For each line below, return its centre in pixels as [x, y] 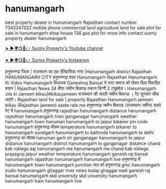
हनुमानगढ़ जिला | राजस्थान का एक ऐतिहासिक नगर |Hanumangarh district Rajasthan [79, 71]
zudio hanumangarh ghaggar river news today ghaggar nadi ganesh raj [78, 170]
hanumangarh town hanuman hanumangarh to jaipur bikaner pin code [76, 121]
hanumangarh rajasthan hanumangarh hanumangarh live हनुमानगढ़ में [73, 159]
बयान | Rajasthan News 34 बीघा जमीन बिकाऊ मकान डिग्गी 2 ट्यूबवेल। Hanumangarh [81, 88]
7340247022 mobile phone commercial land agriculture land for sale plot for [83, 27]
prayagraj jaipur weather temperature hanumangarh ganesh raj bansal [77, 154]
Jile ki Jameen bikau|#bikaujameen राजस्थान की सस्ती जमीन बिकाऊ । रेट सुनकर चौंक [82, 94]
